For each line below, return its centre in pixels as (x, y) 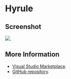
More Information (32, 54)
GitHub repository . (31, 71)
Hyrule (19, 9)
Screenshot (23, 27)
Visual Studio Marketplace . (39, 66)
